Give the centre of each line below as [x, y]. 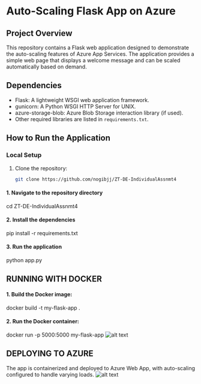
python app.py [24, 260]
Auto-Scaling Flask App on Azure [91, 11]
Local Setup [24, 155]
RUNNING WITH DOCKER [54, 279]
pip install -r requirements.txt [42, 233]
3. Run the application [34, 247]
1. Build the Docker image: [39, 294]
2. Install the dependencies [41, 220]
